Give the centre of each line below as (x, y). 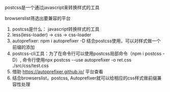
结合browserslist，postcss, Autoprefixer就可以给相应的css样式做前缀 (84, 78)
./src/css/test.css (30, 66)
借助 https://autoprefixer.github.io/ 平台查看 (58, 72)
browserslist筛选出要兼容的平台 (38, 18)
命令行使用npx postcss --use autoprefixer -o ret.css (77, 60)
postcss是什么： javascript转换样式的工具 (56, 29)
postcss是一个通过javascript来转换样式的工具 (52, 7)
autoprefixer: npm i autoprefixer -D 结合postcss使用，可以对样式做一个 (87, 41)
